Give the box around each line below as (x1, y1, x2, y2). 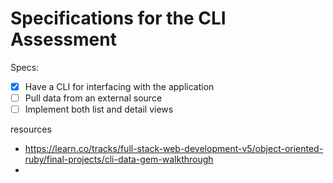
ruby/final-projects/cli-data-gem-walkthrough (24, 153, 214, 166)
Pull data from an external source (24, 92, 163, 104)
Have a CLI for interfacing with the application (24, 80, 215, 92)
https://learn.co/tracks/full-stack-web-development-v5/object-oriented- (24, 143, 324, 155)
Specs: (10, 61, 40, 73)
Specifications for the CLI (10, 7, 227, 30)
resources (10, 123, 52, 136)
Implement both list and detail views (24, 103, 174, 116)
